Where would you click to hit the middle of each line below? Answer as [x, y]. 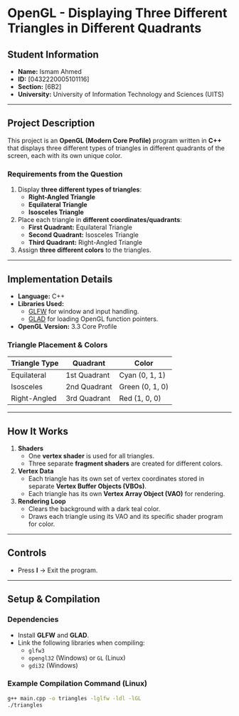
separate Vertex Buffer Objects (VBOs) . [87, 486]
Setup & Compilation [54, 599]
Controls [27, 553]
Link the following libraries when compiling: [81, 643]
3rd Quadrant [88, 399]
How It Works [38, 431]
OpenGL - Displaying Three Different [117, 13]
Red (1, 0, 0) [140, 399]
